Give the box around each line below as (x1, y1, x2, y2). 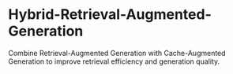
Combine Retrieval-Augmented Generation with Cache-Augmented (8, 48, 227, 57)
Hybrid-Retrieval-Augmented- (8, 6, 212, 24)
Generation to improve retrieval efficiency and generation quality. (8, 57, 220, 66)
